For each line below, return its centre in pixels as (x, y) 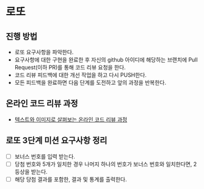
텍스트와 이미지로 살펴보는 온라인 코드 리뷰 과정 (71, 119)
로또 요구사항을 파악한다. (44, 52)
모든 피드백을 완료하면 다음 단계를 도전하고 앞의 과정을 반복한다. (90, 83)
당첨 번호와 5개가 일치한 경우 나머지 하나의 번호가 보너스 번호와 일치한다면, (103, 164)
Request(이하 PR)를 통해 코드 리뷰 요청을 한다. (70, 67)
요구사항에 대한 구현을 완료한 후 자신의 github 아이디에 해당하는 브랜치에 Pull (106, 60)
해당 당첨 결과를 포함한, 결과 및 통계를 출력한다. (71, 179)
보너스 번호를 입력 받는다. (45, 156)
